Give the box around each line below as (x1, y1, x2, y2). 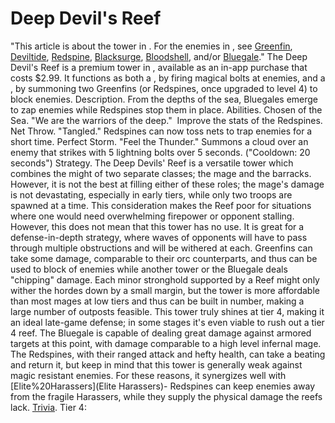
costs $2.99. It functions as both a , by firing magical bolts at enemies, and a (10, 72, 326, 84)
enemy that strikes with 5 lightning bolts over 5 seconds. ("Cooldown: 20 (10, 146, 311, 158)
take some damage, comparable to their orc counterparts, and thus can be (10, 252, 318, 264)
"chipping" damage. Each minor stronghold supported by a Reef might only (10, 273, 320, 286)
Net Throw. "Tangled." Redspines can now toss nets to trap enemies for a (10, 125, 313, 137)
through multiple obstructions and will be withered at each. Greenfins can (10, 242, 313, 254)
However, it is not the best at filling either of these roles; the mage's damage (10, 178, 325, 190)
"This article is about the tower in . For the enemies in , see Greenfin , (10, 40, 293, 52)
